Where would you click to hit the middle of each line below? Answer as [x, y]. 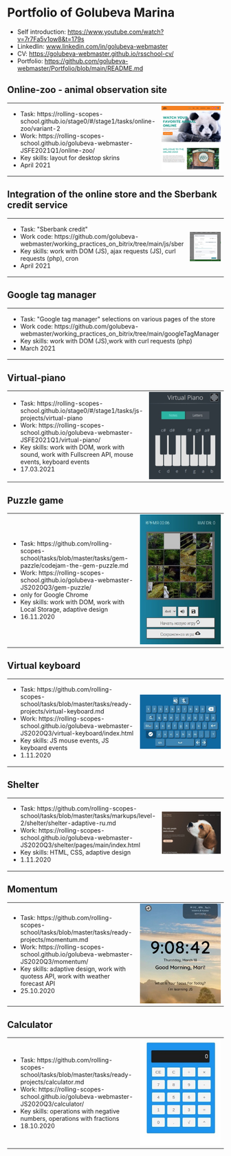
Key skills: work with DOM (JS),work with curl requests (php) [106, 341]
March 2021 [38, 348]
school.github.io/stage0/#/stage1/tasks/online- [88, 121]
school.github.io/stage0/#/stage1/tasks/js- [82, 410]
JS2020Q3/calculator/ [52, 1104]
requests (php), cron [49, 258]
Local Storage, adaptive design [64, 610]
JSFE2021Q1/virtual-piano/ [60, 440]
